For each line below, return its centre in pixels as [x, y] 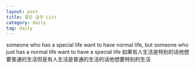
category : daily [26, 22]
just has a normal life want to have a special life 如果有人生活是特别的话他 [95, 52]
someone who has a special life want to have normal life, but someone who [97, 45]
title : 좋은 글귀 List [32, 17]
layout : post [22, 12]
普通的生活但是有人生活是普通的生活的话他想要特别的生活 [81, 59]
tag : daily [19, 28]
